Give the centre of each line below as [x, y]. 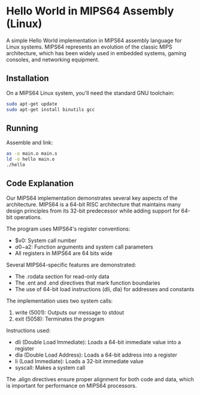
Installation [28, 78]
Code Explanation [40, 183]
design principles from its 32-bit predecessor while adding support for [93, 211]
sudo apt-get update [32, 104]
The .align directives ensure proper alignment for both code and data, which [100, 379]
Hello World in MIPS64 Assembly [90, 11]
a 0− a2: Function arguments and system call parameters [84, 247]
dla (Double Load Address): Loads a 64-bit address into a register [96, 355]
